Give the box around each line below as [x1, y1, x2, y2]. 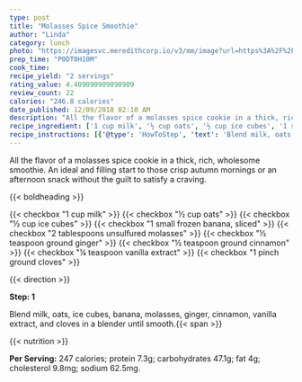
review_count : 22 [9, 88, 75, 97]
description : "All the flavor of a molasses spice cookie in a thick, [9, 113, 280, 122]
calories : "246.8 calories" [9, 96, 115, 106]
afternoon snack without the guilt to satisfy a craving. [9, 173, 207, 184]
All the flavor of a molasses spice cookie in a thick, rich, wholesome [9, 155, 261, 165]
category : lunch [9, 38, 70, 48]
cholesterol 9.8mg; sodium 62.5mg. [9, 362, 141, 373]
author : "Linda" [9, 30, 70, 39]
